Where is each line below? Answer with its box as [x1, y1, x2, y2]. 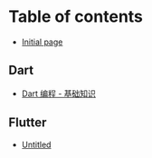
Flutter [8, 115, 47, 131]
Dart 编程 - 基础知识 [21, 88, 97, 99]
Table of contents [8, 6, 144, 27]
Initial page [21, 36, 63, 47]
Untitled [21, 139, 52, 150]
